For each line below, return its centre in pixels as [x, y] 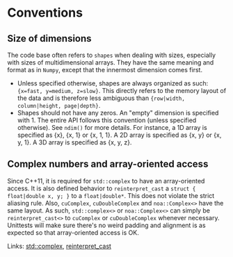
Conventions [45, 13]
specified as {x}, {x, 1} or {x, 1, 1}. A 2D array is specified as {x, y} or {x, [119, 135]
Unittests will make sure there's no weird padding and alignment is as [107, 225]
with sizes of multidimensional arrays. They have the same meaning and [111, 63]
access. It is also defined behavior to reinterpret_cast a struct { [102, 188]
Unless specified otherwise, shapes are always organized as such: [113, 83]
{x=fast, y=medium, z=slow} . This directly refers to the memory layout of [122, 91]
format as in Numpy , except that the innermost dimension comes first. [105, 70]
